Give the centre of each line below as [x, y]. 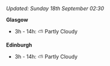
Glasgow [17, 20]
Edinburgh [19, 45]
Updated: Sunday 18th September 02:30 [55, 8]
